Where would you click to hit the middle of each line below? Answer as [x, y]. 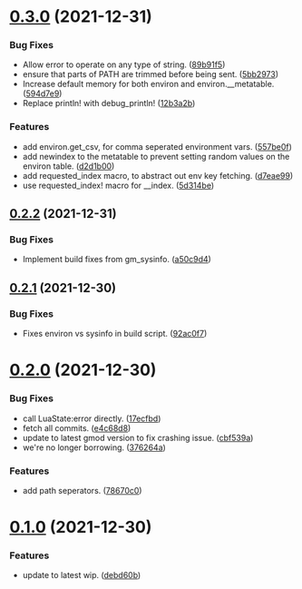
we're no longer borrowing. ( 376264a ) [94, 447]
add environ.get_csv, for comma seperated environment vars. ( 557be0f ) [157, 146]
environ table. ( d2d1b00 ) [68, 166]
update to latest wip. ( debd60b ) [82, 575]
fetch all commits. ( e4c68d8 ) [77, 427]
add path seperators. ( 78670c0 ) [82, 490]
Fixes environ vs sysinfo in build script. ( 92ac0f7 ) [115, 334]
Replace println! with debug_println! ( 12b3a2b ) [109, 103]
